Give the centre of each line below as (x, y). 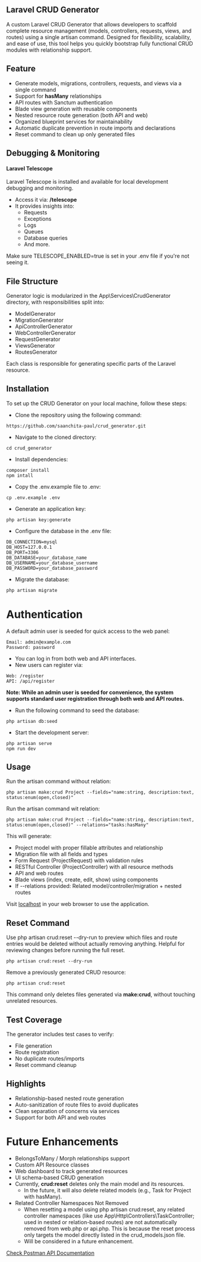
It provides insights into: (44, 206)
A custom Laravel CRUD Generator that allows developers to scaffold (91, 24)
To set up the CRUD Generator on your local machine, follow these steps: (97, 403)
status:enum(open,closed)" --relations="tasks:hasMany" (77, 825)
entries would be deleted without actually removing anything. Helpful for (95, 944)
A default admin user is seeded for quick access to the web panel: (88, 631)
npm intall (20, 476)
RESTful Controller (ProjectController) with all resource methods (94, 867)
